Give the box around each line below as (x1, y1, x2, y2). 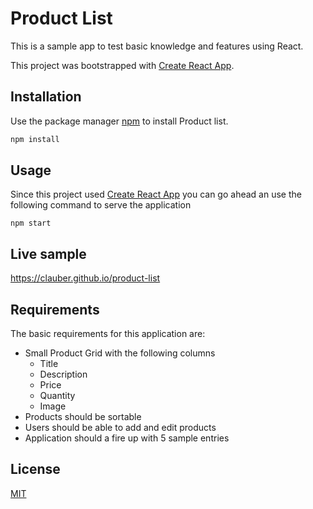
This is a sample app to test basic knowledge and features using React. (10, 40, 304, 52)
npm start (10, 218, 52, 229)
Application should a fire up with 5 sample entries (24, 432, 230, 444)
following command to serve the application (10, 199, 192, 211)
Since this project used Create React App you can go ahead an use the (10, 188, 302, 201)
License (10, 461, 61, 478)
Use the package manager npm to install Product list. (10, 115, 229, 127)
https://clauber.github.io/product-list (10, 272, 161, 284)
